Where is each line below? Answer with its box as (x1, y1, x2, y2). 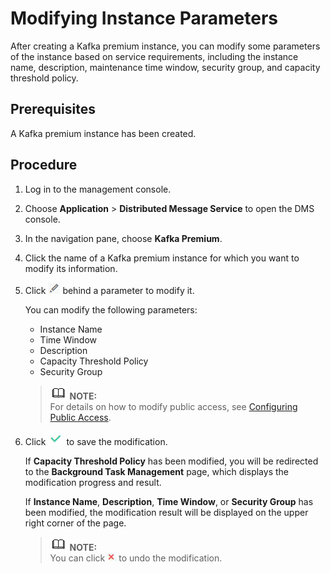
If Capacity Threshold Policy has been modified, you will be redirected (24, 455, 319, 467)
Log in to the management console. (24, 183, 172, 195)
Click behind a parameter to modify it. (24, 284, 195, 296)
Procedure (10, 157, 78, 174)
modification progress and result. (24, 476, 162, 488)
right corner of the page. (24, 517, 127, 529)
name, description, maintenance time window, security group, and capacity (10, 61, 321, 73)
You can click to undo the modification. (49, 552, 223, 564)
